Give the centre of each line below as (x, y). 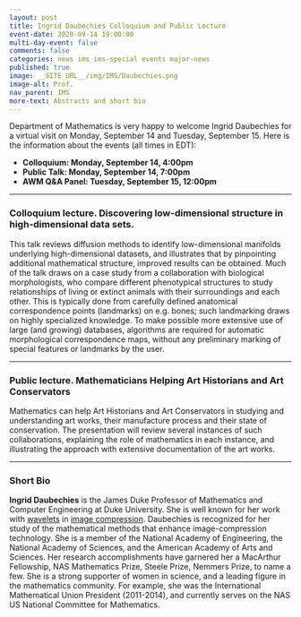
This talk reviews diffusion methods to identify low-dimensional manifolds (145, 244)
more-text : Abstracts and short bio (77, 101)
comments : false (39, 51)
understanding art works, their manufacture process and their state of (138, 420)
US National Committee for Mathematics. (85, 604)
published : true (39, 68)
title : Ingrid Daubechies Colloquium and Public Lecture (118, 26)
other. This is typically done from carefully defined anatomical (124, 301)
